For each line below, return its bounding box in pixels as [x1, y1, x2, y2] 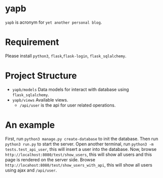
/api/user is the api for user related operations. [19, 102, 116, 108]
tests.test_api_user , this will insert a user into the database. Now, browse [5, 146, 157, 152]
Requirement [5, 36, 59, 48]
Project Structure [5, 70, 77, 81]
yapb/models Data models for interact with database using [12, 86, 129, 92]
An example [5, 119, 55, 131]
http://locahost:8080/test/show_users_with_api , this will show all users [5, 162, 153, 168]
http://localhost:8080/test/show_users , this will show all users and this [5, 151, 152, 157]
